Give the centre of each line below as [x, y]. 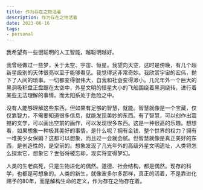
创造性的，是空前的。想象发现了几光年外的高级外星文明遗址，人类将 [107, 146]
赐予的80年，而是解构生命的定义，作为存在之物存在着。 [76, 181]
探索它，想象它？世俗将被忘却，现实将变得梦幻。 [72, 153]
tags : [13, 29]
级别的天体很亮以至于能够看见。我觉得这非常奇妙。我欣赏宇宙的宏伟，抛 [107, 72]
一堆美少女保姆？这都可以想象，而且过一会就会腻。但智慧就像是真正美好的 [99, 138]
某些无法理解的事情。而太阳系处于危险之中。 [62, 95]
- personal [20, 34]
